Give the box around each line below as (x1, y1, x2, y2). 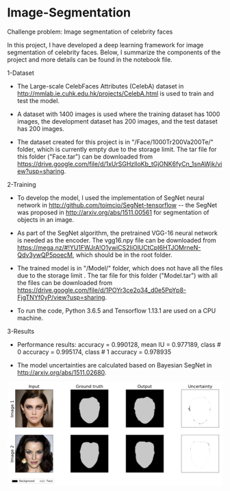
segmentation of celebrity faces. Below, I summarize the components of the (7, 48, 221, 56)
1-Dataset (7, 69, 34, 77)
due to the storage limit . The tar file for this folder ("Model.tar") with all (16, 271, 218, 279)
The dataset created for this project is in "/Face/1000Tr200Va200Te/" (16, 137, 214, 146)
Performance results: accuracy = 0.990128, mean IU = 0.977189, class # (16, 340, 221, 348)
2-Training (7, 180, 36, 188)
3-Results (7, 327, 35, 335)
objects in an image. (16, 215, 75, 224)
